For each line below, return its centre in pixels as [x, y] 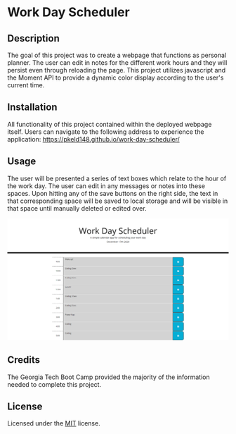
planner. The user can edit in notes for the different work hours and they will [117, 63]
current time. [26, 85]
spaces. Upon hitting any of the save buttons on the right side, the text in [113, 193]
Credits [24, 360]
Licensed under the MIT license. [54, 423]
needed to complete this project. [54, 384]
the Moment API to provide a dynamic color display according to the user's [116, 77]
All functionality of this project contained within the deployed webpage [110, 124]
